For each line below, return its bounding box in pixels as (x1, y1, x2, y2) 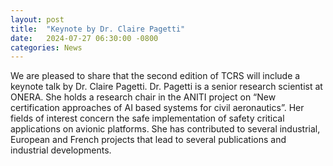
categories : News (10, 42, 83, 53)
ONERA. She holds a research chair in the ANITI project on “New (10, 91, 277, 103)
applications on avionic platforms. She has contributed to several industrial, (10, 123, 321, 135)
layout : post (10, 14, 65, 25)
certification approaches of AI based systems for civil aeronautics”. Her (10, 102, 305, 114)
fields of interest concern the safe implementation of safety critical (10, 112, 285, 125)
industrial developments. (10, 144, 112, 156)
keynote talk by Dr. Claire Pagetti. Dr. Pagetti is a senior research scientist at (10, 81, 323, 93)
